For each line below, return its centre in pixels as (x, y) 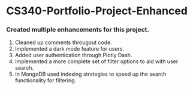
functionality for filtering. (46, 80)
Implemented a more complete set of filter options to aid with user (96, 61)
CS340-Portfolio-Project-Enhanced (97, 11)
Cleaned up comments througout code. (63, 42)
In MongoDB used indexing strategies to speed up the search (91, 74)
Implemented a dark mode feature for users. (70, 49)
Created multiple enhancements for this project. (78, 30)
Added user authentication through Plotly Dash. (73, 55)
